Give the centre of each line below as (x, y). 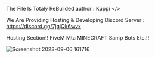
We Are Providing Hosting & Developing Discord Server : (75, 20)
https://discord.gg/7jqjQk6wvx (44, 26)
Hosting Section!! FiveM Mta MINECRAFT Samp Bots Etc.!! (78, 38)
